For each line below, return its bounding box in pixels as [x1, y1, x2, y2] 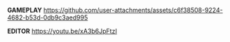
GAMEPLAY [7, 6, 42, 14]
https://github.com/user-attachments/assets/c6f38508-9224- [43, 6, 223, 14]
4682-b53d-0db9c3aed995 [7, 13, 88, 22]
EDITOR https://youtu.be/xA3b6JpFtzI [7, 27, 117, 35]
